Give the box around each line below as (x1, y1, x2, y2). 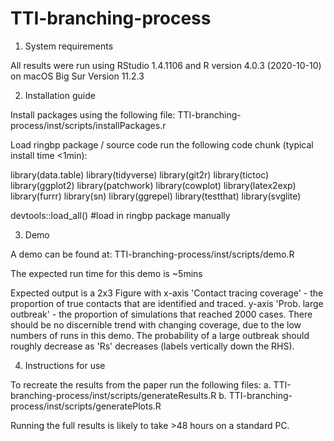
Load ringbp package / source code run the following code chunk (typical (10, 138, 314, 151)
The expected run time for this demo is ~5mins (10, 267, 203, 279)
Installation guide (24, 89, 96, 101)
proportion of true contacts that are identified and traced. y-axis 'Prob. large (10, 297, 324, 309)
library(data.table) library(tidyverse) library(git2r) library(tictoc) (10, 168, 270, 181)
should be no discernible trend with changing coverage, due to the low (10, 318, 302, 331)
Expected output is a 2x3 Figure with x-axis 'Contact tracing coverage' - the (10, 287, 324, 299)
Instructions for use (24, 359, 106, 371)
